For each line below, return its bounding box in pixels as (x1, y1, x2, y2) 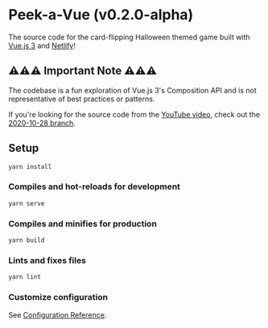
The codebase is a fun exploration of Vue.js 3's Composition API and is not (8, 85, 257, 95)
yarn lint (8, 273, 42, 281)
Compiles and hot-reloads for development (8, 181, 181, 192)
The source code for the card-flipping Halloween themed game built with (8, 32, 251, 42)
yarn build (8, 236, 45, 244)
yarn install (8, 162, 52, 170)
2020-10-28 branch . (8, 118, 76, 128)
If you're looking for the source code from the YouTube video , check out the (8, 109, 260, 119)
